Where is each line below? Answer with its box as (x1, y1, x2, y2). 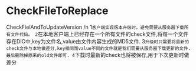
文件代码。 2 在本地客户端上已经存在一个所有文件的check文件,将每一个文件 (10, 31, 189, 38)
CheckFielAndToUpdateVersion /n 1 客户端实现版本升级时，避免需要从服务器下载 (6, 23, 185, 31)
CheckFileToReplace (6, 4, 109, 18)
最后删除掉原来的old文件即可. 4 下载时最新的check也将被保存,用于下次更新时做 (6, 51, 190, 58)
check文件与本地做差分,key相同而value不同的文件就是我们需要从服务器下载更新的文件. (6, 45, 191, 51)
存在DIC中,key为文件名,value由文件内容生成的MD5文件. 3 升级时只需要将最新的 (6, 38, 190, 45)
